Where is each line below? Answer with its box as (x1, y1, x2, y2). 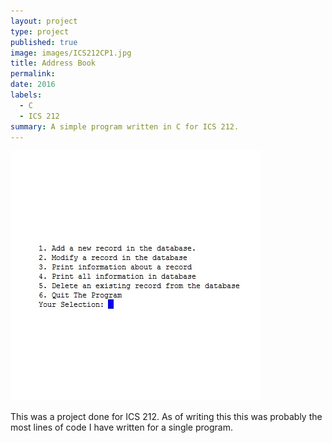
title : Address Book (10, 58, 97, 69)
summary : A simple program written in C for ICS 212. (10, 121, 240, 132)
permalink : (10, 69, 56, 79)
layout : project (10, 16, 78, 26)
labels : (10, 90, 43, 100)
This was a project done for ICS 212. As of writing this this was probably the (10, 411, 323, 423)
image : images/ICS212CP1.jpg (10, 48, 132, 58)
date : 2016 (10, 80, 56, 90)
